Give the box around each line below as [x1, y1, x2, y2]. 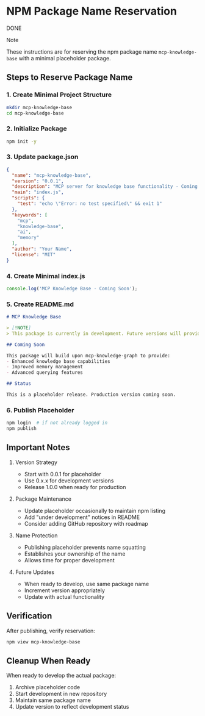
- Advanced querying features [6, 370, 84, 376]
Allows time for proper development [24, 556, 115, 564]
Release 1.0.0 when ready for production [24, 483, 126, 490]
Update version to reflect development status [15, 703, 129, 711]
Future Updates [15, 568, 55, 576]
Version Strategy [15, 459, 58, 466]
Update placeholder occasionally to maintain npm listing [24, 507, 166, 514]
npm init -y [6, 138, 37, 145]
